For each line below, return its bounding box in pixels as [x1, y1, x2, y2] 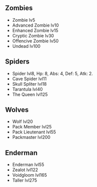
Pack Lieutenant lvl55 [12, 129, 56, 135]
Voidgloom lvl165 [12, 172, 47, 178]
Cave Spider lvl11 [12, 76, 47, 82]
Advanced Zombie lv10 [12, 22, 59, 28]
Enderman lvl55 [12, 162, 44, 168]
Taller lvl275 [12, 177, 37, 184]
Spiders [5, 58, 30, 66]
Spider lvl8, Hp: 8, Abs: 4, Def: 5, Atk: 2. [12, 70, 93, 76]
